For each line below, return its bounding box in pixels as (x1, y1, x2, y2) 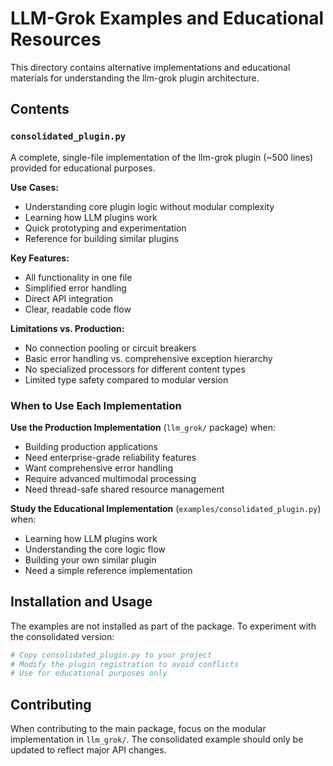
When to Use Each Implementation (10, 398, 182, 412)
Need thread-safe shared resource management (24, 483, 225, 495)
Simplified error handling (24, 282, 127, 294)
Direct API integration (24, 292, 113, 304)
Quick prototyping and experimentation (24, 222, 187, 234)
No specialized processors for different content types (24, 363, 246, 375)
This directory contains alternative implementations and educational (10, 61, 291, 73)
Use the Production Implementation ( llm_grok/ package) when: (10, 421, 277, 433)
